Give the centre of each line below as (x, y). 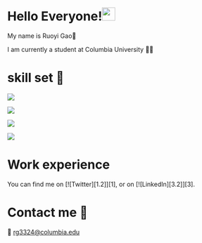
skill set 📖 (36, 78)
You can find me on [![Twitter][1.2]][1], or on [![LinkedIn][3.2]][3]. (101, 184)
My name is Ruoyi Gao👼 (42, 36)
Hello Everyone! (55, 17)
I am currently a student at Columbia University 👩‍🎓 (81, 49)
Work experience (59, 165)
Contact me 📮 (48, 212)
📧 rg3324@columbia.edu (44, 232)
